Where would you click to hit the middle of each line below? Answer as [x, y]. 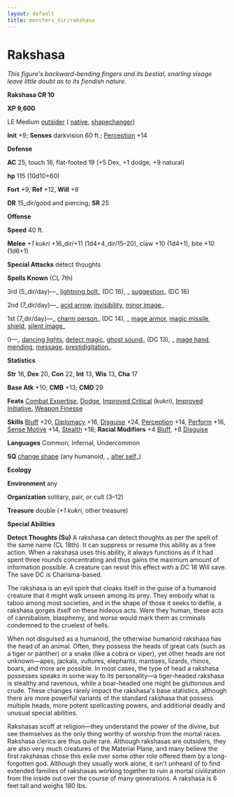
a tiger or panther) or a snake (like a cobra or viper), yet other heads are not [116, 654]
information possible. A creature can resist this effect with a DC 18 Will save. [117, 567]
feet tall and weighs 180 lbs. [47, 786]
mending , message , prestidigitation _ [59, 347]
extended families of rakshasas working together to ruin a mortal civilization [116, 771]
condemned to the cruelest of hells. [58, 625]
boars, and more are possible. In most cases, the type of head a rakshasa [113, 669]
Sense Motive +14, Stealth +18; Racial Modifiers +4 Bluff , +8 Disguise [108, 429]
